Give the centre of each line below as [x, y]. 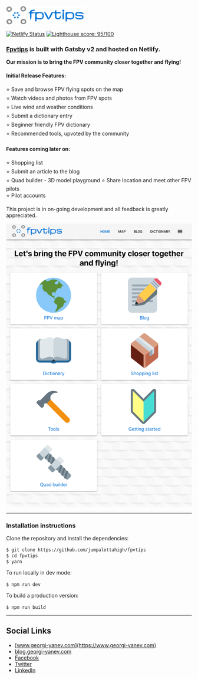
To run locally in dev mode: [39, 573]
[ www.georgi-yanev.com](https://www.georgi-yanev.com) [85, 645]
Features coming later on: [38, 149]
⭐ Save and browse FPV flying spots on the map [65, 89]
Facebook [27, 658]
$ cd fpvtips [22, 556]
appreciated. [22, 215]
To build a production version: [42, 596]
